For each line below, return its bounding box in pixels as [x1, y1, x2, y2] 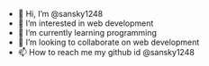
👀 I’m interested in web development [17, 18, 154, 29]
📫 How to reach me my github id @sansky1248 [17, 47, 195, 57]
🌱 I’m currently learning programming [17, 28, 158, 37]
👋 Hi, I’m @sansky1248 [17, 9, 104, 19]
